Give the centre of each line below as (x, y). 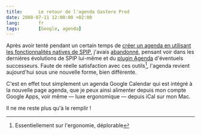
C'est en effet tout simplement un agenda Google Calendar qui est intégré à (99, 83)
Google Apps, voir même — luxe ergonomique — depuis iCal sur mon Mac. (98, 96)
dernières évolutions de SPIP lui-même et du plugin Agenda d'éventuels (95, 58)
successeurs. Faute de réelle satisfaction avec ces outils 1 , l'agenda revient (98, 65)
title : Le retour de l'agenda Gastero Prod (68, 12)
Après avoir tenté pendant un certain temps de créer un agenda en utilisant (99, 46)
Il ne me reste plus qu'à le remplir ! (49, 108)
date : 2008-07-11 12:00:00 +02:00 (49, 17)
